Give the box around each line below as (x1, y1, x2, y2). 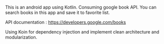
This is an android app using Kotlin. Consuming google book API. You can (5, 4, 156, 10)
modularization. (5, 34, 37, 40)
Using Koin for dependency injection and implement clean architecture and (5, 29, 159, 34)
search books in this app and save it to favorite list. (5, 9, 110, 15)
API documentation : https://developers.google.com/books (5, 19, 126, 25)
